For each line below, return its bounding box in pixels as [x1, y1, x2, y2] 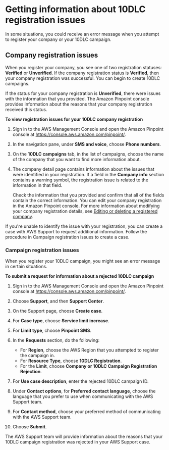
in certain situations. [5, 264, 47, 270]
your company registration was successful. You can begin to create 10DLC [5, 75, 160, 81]
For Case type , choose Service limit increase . [12, 318, 109, 324]
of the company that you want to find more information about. [12, 156, 141, 162]
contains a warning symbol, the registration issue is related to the [12, 177, 149, 183]
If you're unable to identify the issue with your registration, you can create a [5, 223, 163, 229]
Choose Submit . [12, 424, 47, 430]
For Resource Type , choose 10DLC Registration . [20, 358, 122, 364]
